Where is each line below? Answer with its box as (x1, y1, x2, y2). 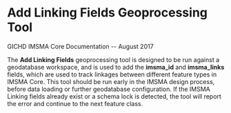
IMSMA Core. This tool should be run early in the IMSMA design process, (7, 77, 215, 85)
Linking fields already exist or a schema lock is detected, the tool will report (7, 92, 222, 101)
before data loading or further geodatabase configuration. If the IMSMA (7, 85, 210, 93)
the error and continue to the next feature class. (7, 99, 143, 107)
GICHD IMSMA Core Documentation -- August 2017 (7, 42, 154, 50)
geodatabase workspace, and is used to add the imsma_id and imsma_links (7, 63, 225, 71)
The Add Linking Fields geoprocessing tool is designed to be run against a (7, 55, 220, 63)
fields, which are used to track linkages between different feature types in (7, 70, 217, 79)
